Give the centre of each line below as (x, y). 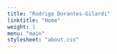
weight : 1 (22, 27)
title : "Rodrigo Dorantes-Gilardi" (59, 14)
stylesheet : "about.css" (43, 40)
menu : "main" (26, 33)
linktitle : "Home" (34, 20)
